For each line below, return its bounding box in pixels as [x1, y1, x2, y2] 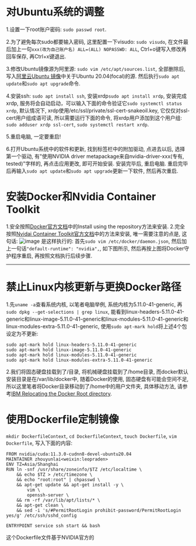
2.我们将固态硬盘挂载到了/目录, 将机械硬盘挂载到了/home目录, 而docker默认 [6, 368, 188, 375]
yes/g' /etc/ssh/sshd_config [6, 513, 77, 518]
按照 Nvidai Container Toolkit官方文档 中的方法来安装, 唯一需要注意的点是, [6, 230, 181, 237]
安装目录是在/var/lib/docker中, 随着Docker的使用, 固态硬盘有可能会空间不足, [6, 375, 188, 382]
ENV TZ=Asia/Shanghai [6, 461, 59, 467]
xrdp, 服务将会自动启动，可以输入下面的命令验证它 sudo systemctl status [6, 99, 183, 107]
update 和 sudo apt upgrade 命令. [6, 80, 80, 87]
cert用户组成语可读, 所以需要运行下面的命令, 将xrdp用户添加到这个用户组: [6, 114, 183, 121]
